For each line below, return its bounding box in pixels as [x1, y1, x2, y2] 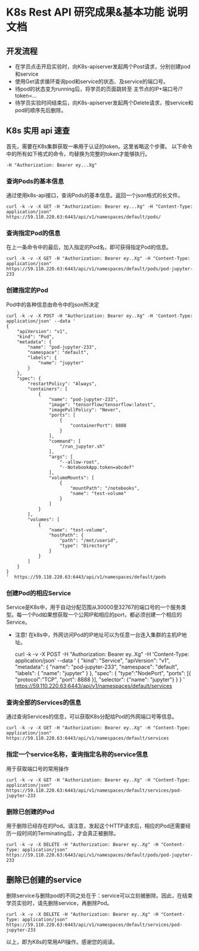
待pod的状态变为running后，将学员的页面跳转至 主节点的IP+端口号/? [14, 85, 183, 93]
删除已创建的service [6, 875, 82, 885]
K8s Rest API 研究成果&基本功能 [6, 5, 165, 19]
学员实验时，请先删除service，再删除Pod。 [6, 899, 113, 906]
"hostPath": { [48, 532, 84, 538]
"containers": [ [27, 386, 68, 392]
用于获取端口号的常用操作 [6, 765, 69, 772]
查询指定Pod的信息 [6, 229, 61, 238]
